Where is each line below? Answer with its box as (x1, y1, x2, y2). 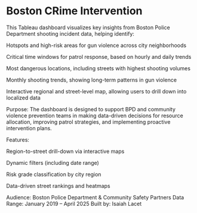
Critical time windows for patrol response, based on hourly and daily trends (6, 53, 192, 60)
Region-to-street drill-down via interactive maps (6, 148, 125, 155)
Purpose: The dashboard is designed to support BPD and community (6, 105, 176, 112)
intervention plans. (6, 124, 52, 131)
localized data (6, 94, 41, 101)
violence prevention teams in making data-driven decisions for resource (6, 112, 183, 119)
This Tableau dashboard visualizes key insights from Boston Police (6, 24, 170, 31)
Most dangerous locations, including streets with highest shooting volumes (6, 64, 191, 72)
